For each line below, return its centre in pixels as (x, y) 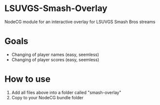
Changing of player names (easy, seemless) (55, 54)
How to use (28, 79)
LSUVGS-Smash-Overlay (56, 8)
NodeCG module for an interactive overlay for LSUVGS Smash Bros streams (80, 22)
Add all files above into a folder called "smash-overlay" (66, 92)
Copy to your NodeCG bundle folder (47, 97)
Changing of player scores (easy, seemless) (55, 59)
